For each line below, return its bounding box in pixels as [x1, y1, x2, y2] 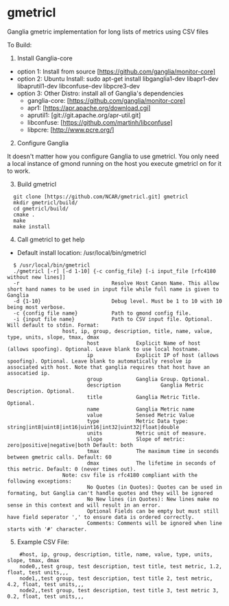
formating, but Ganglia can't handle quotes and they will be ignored [7, 489, 213, 496]
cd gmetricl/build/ [13, 205, 69, 212]
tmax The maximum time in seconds [86, 448, 219, 454]
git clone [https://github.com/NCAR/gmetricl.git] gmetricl [13, 193, 189, 200]
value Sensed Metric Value [86, 411, 195, 419]
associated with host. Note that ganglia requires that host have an [7, 363, 210, 371]
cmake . [13, 211, 36, 218]
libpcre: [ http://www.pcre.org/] [27, 125, 114, 134]
